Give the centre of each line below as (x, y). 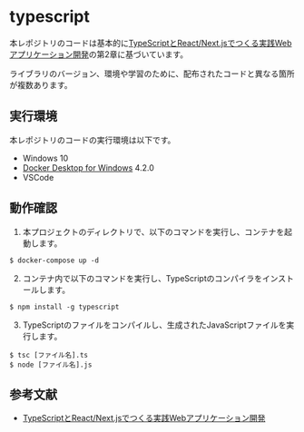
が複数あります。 (41, 84)
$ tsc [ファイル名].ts (49, 355)
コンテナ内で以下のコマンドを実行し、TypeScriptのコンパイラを (142, 278)
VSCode (38, 177)
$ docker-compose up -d (54, 260)
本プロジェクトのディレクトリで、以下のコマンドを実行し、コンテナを (153, 231)
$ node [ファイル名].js (51, 365)
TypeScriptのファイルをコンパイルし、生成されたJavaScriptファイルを (154, 325)
